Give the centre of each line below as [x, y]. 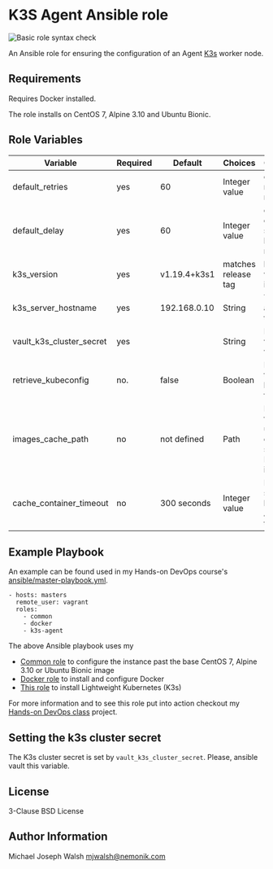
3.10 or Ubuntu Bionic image [67, 670]
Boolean [238, 380]
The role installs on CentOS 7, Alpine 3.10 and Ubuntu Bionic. [110, 114]
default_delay [38, 230]
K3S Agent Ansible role [89, 15]
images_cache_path [51, 439]
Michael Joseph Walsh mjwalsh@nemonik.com [87, 856]
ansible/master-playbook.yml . [58, 580]
